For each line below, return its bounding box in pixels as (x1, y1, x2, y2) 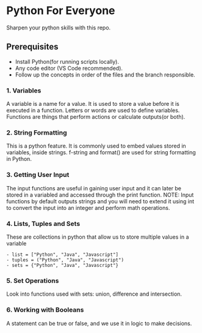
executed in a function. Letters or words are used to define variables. (6, 107, 180, 114)
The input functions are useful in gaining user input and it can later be (6, 184, 182, 192)
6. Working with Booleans (6, 305, 84, 314)
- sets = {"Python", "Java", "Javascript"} (6, 262, 119, 268)
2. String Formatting (6, 128, 67, 137)
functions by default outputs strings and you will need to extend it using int (6, 197, 195, 205)
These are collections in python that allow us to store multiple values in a (6, 233, 189, 241)
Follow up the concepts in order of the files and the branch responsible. (15, 71, 195, 78)
